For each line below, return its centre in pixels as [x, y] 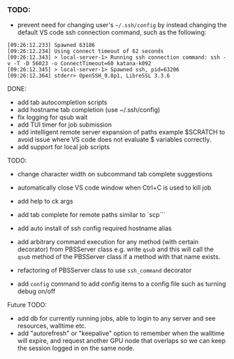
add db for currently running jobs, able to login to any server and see [116, 318]
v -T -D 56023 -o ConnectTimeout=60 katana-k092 [79, 64]
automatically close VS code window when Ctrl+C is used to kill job [114, 188]
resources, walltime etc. [52, 326]
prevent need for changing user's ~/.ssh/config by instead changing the [122, 25]
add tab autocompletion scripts [62, 102]
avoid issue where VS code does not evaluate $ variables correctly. [114, 140]
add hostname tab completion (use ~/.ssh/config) [89, 110]
